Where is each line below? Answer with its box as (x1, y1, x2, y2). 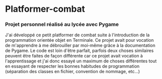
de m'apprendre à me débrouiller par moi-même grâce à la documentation (5, 43, 156, 49)
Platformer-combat (5, 3, 85, 15)
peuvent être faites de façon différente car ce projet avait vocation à (5, 53, 143, 59)
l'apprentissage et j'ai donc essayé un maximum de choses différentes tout (5, 58, 157, 64)
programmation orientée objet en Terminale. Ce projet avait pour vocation (5, 37, 154, 43)
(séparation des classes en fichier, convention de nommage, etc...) (5, 69, 140, 75)
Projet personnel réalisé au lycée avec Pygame (5, 21, 119, 28)
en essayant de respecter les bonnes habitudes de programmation (5, 63, 140, 69)
